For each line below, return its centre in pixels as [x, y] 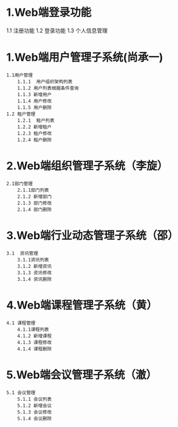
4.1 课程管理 [21, 323]
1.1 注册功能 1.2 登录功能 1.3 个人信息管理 [57, 30]
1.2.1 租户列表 [36, 120]
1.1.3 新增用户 [35, 94]
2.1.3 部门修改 [35, 203]
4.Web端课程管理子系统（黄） [82, 305]
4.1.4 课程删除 [35, 349]
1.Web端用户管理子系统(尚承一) [85, 58]
